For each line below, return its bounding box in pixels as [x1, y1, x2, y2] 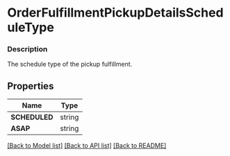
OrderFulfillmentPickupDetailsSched [7, 5, 224, 21]
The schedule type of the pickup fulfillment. [7, 60, 133, 69]
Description [7, 44, 48, 54]
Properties [7, 80, 54, 92]
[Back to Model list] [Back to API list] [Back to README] [7, 141, 167, 150]
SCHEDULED [10, 112, 54, 122]
